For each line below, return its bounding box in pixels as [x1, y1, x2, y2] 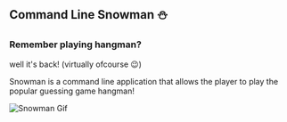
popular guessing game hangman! [9, 85, 135, 96]
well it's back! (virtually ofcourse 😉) [9, 59, 143, 69]
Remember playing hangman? [9, 38, 143, 51]
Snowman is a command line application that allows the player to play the [9, 76, 279, 86]
